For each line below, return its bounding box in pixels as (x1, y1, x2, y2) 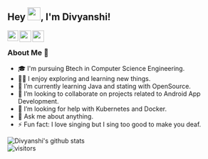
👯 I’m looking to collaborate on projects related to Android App (17, 89, 201, 98)
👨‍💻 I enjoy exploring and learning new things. (17, 75, 151, 83)
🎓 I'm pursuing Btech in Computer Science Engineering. (17, 65, 185, 73)
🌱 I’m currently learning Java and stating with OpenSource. (17, 82, 191, 91)
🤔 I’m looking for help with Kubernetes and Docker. (17, 104, 167, 114)
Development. (17, 97, 59, 106)
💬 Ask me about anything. (17, 112, 94, 121)
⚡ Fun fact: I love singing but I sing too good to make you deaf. (17, 120, 202, 128)
